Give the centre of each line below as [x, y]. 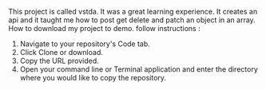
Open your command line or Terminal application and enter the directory [139, 69]
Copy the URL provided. [60, 61]
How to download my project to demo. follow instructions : [105, 28]
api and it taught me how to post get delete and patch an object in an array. [132, 20]
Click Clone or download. [62, 52]
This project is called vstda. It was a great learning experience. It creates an [133, 12]
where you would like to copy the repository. [93, 78]
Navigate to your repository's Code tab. [85, 44]
